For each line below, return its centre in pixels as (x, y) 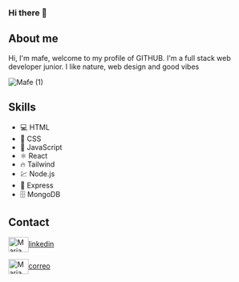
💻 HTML (35, 127)
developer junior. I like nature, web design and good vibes (104, 66)
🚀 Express (36, 185)
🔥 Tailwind (37, 164)
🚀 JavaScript (41, 147)
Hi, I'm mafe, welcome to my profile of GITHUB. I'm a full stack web (119, 58)
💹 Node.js (37, 173)
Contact (29, 222)
